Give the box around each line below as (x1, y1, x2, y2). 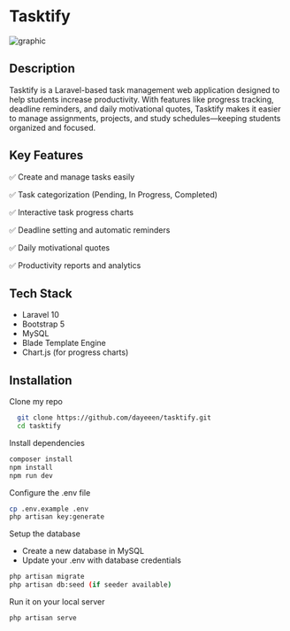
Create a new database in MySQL (21, 546, 144, 557)
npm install (9, 463, 53, 472)
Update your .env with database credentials (21, 555, 181, 566)
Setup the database (9, 528, 81, 539)
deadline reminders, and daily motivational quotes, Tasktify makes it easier (9, 104, 281, 114)
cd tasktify (17, 422, 62, 431)
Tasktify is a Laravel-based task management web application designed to (9, 84, 280, 95)
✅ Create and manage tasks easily (9, 171, 135, 182)
